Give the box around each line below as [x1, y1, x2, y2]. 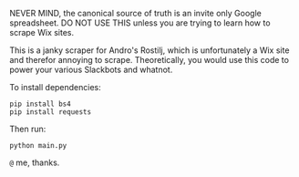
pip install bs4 [9, 99, 71, 109]
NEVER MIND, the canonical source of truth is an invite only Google [9, 8, 262, 18]
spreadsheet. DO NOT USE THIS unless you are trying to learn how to [9, 17, 271, 28]
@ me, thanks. [9, 157, 60, 168]
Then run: [9, 123, 46, 134]
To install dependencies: [9, 82, 102, 92]
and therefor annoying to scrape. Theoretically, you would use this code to [9, 55, 290, 65]
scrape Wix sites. [9, 27, 75, 37]
